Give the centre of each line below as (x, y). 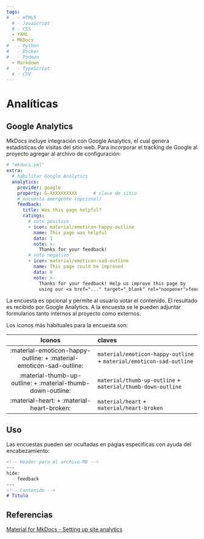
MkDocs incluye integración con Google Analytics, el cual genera (88, 141)
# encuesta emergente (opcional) (59, 199)
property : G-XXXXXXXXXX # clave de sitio (77, 193)
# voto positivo (49, 222)
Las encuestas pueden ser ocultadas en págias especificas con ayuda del (99, 444)
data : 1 (43, 238)
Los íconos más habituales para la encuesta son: (67, 325)
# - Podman (23, 57)
